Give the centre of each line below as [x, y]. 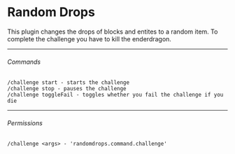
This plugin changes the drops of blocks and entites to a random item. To [113, 31]
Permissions [25, 122]
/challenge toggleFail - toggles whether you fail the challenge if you [115, 95]
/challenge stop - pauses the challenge [67, 89]
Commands [24, 62]
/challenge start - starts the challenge [69, 83]
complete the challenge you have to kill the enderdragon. [89, 38]
